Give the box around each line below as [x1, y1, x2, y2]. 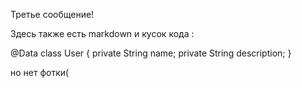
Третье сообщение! [10, 9, 95, 20]
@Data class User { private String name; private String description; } [10, 47, 292, 59]
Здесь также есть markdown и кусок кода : [10, 28, 195, 39]
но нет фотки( [10, 67, 70, 78]
